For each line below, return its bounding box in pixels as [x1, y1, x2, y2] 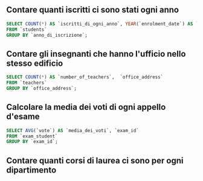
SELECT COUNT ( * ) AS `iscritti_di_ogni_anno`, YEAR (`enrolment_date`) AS [6, 21, 193, 27]
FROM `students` [6, 27, 47, 33]
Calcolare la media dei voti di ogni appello [6, 102, 166, 112]
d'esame [6, 112, 40, 122]
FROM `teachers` [6, 80, 47, 86]
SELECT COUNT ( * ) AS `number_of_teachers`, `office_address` [6, 74, 164, 80]
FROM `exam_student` [6, 133, 59, 139]
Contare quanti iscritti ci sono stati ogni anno [6, 5, 179, 15]
